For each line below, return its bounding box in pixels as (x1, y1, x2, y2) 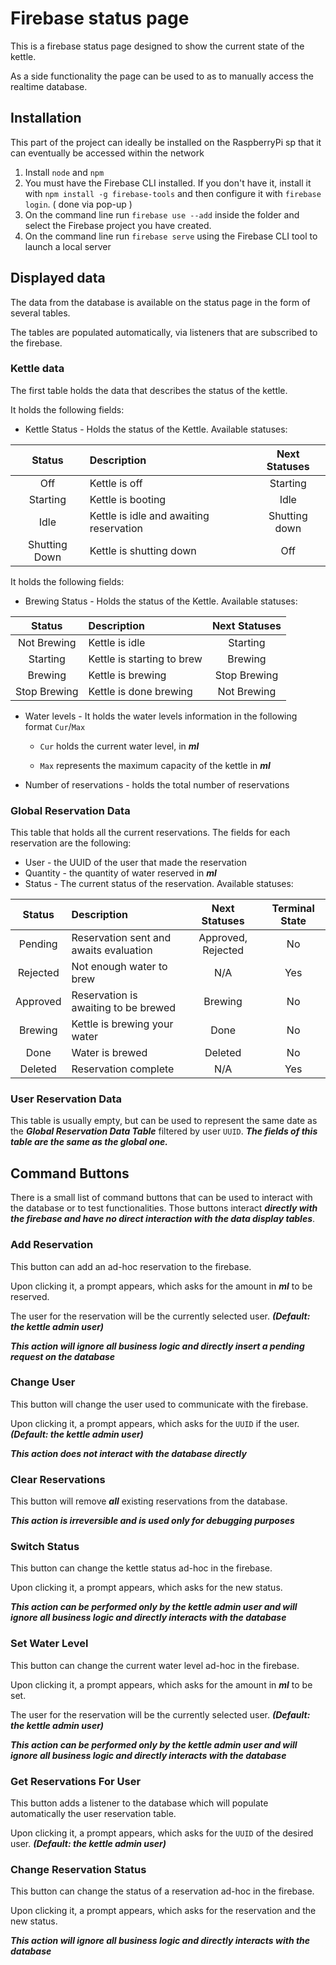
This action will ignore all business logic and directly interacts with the (10, 1935, 311, 1947)
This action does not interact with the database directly (10, 1447, 247, 1459)
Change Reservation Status (10, 1862, 147, 1876)
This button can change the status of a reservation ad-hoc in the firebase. (10, 1885, 315, 1897)
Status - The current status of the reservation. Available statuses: (24, 878, 294, 890)
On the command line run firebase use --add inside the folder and (24, 208, 300, 221)
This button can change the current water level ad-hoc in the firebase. (10, 1659, 300, 1671)
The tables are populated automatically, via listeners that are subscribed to (10, 326, 318, 338)
